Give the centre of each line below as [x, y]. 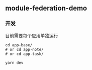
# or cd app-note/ [24, 49]
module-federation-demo [46, 8]
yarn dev [14, 62]
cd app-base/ [19, 45]
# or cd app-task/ [24, 54]
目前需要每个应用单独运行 [32, 35]
